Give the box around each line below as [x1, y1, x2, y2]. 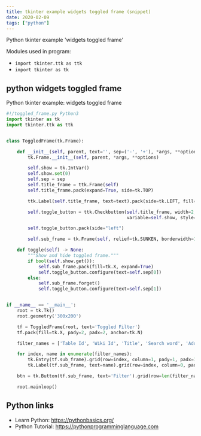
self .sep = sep [28, 176, 66, 183]
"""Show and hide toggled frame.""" [28, 253, 119, 259]
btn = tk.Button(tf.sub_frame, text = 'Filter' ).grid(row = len [17, 373, 170, 379]
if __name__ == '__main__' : [6, 302, 77, 308]
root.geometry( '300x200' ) [17, 313, 82, 319]
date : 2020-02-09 [6, 14, 50, 20]
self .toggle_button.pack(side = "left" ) [28, 225, 124, 231]
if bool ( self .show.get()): [28, 258, 95, 264]
